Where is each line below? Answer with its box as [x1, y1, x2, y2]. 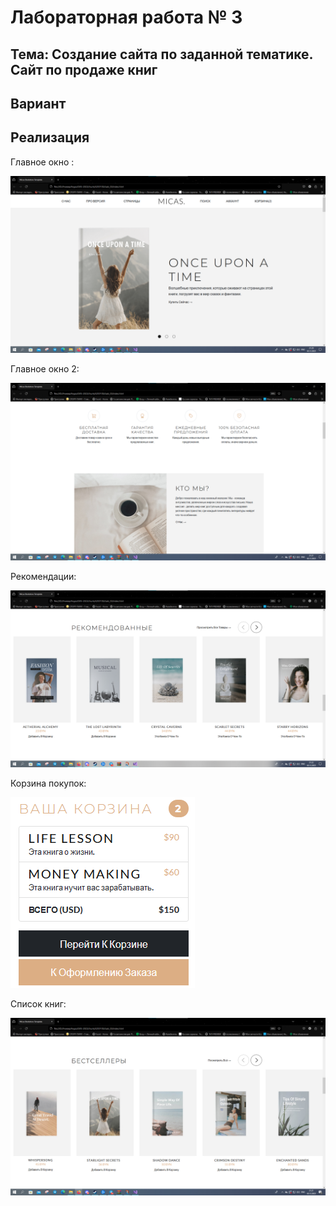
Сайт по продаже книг [10, 61, 158, 78]
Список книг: [10, 998, 67, 1010]
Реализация [10, 129, 90, 146]
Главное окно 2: [10, 363, 80, 375]
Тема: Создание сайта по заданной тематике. [10, 46, 313, 63]
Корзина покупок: [10, 777, 87, 790]
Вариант [10, 95, 67, 112]
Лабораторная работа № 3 [10, 6, 243, 29]
